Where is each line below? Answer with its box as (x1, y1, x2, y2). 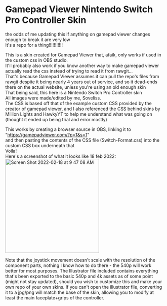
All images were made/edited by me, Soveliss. (5, 95, 101, 101)
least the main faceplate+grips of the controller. (5, 294, 105, 300)
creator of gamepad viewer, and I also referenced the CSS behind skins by (5, 106, 160, 112)
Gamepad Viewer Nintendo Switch (5, 4, 153, 15)
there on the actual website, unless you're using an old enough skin (5, 84, 146, 90)
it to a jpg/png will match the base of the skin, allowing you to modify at (5, 289, 154, 295)
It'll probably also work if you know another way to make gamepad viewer (5, 62, 159, 69)
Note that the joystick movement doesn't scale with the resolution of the (5, 257, 156, 263)
